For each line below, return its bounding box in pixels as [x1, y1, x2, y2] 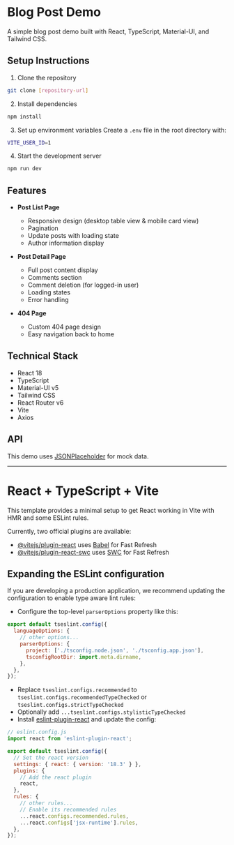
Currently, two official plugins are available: [7, 527, 132, 535]
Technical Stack [7, 350, 79, 362]
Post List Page [17, 203, 60, 211]
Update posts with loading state [27, 232, 120, 240]
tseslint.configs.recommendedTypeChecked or [17, 693, 148, 701]
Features [7, 184, 47, 196]
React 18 [17, 368, 42, 377]
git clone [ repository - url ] [7, 87, 89, 94]
